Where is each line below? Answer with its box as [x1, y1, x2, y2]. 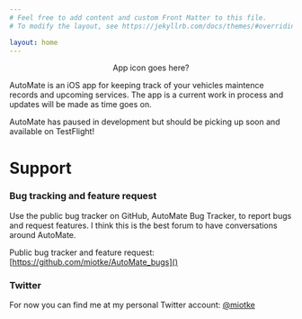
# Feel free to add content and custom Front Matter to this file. [9, 13, 268, 23]
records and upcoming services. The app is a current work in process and [9, 89, 284, 100]
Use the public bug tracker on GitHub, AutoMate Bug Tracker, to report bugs [9, 210, 292, 221]
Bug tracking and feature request [9, 190, 157, 203]
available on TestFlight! [9, 126, 95, 137]
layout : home [9, 38, 58, 47]
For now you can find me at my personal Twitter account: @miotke [9, 299, 256, 311]
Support [9, 158, 72, 178]
